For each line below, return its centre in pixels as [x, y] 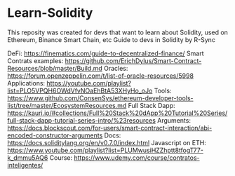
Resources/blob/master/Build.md [55, 68]
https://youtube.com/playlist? [89, 83]
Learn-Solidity [50, 13]
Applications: [26, 83]
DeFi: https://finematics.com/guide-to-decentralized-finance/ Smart [106, 53]
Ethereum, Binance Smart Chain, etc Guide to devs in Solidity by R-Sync [112, 39]
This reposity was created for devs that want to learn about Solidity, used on [117, 32]
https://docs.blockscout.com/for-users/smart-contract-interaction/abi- [110, 128]
